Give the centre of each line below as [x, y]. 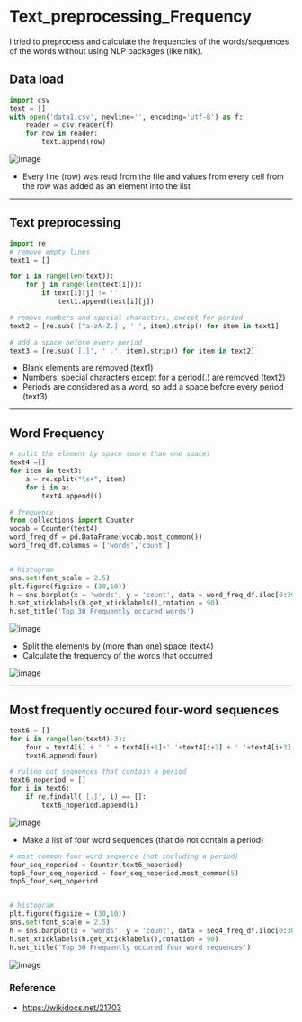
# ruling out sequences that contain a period [98, 772]
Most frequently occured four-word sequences [144, 709]
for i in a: [48, 488]
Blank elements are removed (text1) [88, 368]
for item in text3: [46, 471]
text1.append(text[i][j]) [106, 302]
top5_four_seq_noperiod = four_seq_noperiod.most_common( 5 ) [124, 873]
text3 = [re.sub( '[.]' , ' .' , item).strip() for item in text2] [132, 351]
